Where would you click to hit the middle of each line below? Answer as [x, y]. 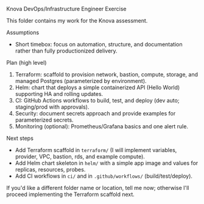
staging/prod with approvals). [52, 107]
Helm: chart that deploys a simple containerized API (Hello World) [97, 87]
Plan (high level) [26, 63]
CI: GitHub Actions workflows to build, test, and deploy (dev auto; [97, 100]
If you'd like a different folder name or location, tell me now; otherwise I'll [98, 188]
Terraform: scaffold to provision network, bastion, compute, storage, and [107, 75]
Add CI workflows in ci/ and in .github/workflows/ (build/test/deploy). [104, 176]
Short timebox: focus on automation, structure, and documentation [99, 44]
